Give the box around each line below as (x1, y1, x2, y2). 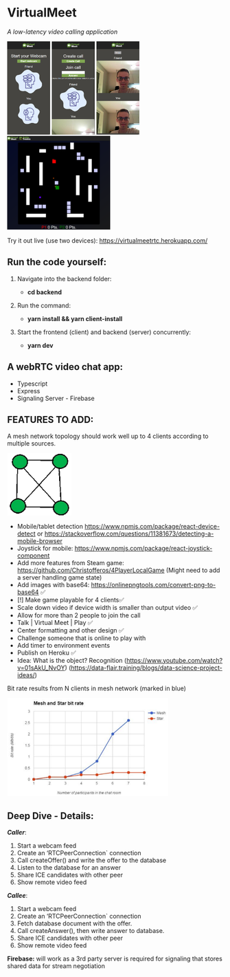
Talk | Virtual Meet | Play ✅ (16, 618, 93, 626)
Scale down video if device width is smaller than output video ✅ (16, 603, 198, 611)
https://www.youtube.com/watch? (126, 656, 223, 664)
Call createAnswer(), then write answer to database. (16, 926, 165, 934)
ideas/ (16, 670, 36, 679)
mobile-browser (16, 536, 63, 545)
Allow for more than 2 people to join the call (16, 611, 141, 619)
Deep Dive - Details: (7, 810, 94, 822)
